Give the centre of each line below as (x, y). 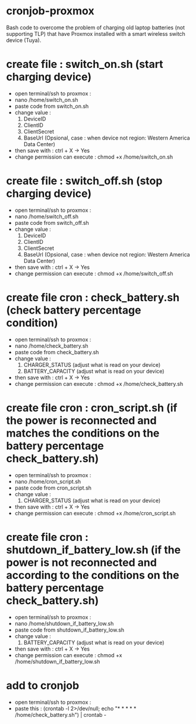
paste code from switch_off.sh (52, 222)
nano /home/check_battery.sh (51, 346)
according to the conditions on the (93, 575)
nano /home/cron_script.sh (48, 481)
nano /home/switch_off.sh (47, 216)
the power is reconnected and (81, 420)
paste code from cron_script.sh (53, 488)
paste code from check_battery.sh (57, 352)
